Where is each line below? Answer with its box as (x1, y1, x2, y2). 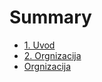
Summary (9, 6, 92, 29)
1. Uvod (23, 39, 56, 51)
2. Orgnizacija (23, 49, 82, 61)
